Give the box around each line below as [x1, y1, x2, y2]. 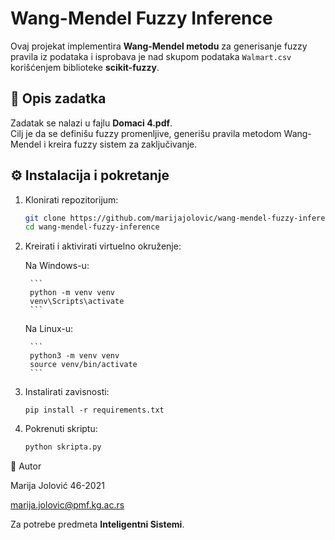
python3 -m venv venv [29, 351, 120, 361]
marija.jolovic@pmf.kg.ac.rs [10, 499, 125, 511]
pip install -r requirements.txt [24, 405, 165, 416]
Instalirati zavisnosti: [24, 386, 110, 398]
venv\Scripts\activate [29, 297, 125, 307]
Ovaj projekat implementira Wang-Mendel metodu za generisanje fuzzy [10, 40, 308, 52]
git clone [24, 213, 67, 223]
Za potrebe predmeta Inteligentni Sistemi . [10, 518, 185, 531]
